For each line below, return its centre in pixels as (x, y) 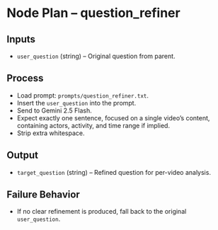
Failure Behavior (44, 195)
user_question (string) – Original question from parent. (96, 56)
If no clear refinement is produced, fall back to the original (102, 212)
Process (25, 78)
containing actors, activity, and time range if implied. (93, 125)
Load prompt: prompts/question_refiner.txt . (83, 95)
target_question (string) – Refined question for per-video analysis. (114, 172)
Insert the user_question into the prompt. (76, 103)
